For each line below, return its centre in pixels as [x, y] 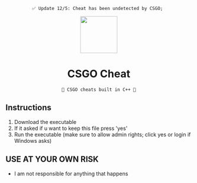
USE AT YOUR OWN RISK [52, 159]
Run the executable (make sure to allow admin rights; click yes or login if [102, 134]
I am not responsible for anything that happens [71, 174]
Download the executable [45, 122]
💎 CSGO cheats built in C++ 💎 [99, 89]
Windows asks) [33, 140]
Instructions [28, 108]
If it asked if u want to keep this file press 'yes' [71, 128]
